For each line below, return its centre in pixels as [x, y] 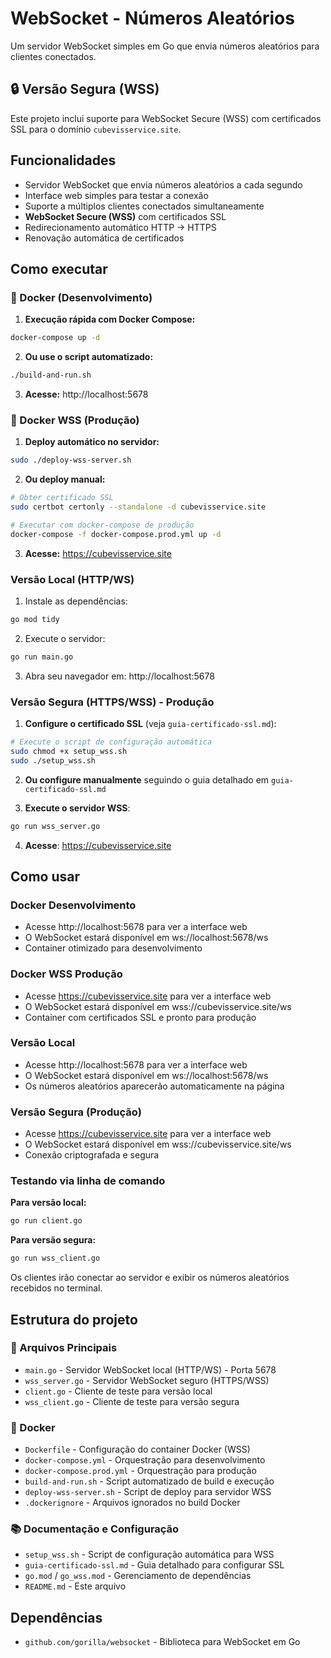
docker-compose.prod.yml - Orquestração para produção [140, 1471]
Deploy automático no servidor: [92, 442]
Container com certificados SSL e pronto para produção [140, 1017]
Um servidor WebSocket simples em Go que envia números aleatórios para [165, 46]
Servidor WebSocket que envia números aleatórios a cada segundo [163, 184]
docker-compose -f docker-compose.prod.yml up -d [116, 534]
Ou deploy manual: [65, 479]
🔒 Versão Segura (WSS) [85, 89]
